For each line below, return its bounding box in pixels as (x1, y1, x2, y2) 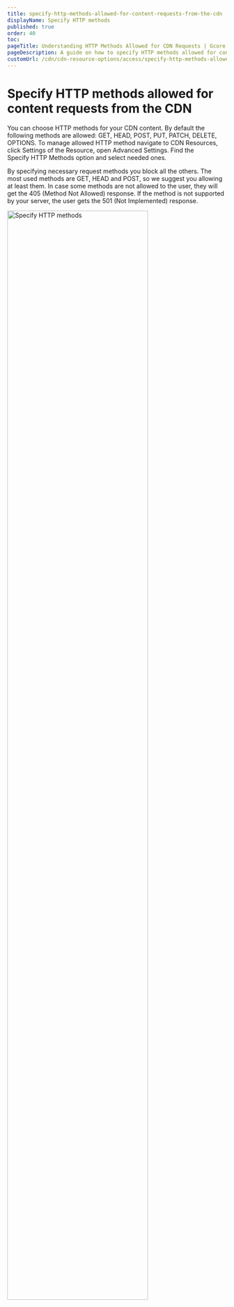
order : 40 (7, 29, 36, 37)
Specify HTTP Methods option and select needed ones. (7, 153, 167, 161)
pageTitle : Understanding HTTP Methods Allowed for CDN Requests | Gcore (7, 43, 226, 50)
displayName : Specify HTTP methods (7, 17, 111, 24)
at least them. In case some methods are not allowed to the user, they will (7, 182, 218, 190)
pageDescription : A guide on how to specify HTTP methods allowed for (7, 50, 217, 57)
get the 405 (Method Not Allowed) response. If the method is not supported (7, 189, 225, 198)
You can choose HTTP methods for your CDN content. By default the (7, 124, 205, 132)
